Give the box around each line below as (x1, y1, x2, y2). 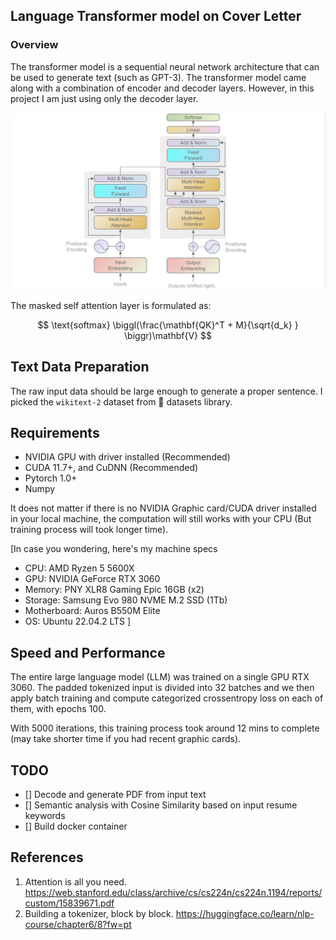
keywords (24, 809, 66, 821)
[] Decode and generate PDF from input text (24, 788, 207, 800)
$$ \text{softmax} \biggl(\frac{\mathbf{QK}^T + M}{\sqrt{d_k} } (37, 319, 299, 331)
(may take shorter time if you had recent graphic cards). (10, 733, 242, 745)
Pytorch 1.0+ (24, 472, 78, 484)
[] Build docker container (24, 820, 128, 832)
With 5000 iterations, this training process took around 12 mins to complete (10, 722, 320, 734)
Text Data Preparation (10, 359, 150, 376)
